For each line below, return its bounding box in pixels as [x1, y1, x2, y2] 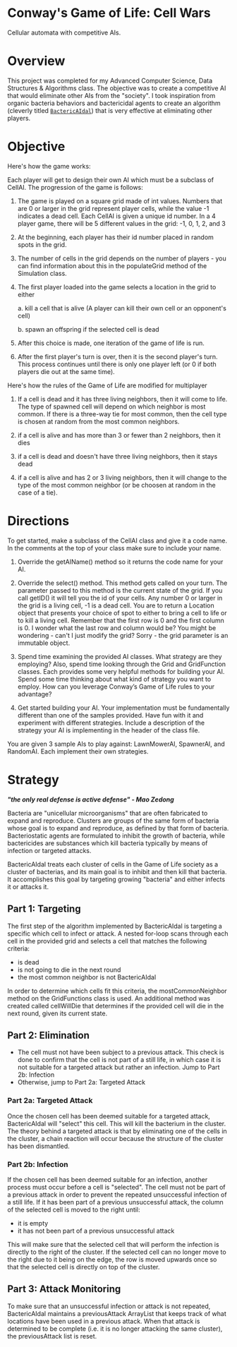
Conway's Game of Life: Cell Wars [7, 5, 211, 21]
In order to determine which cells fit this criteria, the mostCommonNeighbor [7, 986, 227, 995]
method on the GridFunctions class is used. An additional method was [7, 993, 210, 1003]
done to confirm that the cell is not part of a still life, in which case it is [17, 1056, 221, 1064]
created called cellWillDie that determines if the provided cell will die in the [7, 1001, 224, 1010]
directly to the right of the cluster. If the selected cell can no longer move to [7, 1248, 227, 1256]
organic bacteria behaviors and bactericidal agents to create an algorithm [7, 99, 221, 107]
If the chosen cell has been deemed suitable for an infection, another [7, 1175, 208, 1183]
